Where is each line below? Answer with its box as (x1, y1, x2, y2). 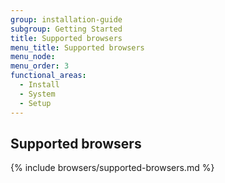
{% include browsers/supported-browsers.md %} (10, 162, 215, 174)
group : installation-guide (10, 14, 123, 25)
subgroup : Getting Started (10, 24, 123, 34)
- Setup (19, 98, 52, 108)
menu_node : (10, 52, 56, 62)
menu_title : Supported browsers (10, 42, 145, 53)
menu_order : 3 (10, 61, 70, 71)
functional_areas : (10, 71, 87, 81)
